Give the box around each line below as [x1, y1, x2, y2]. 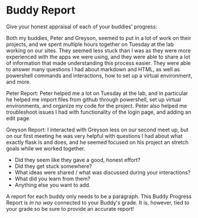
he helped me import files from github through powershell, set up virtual [6, 95, 181, 103]
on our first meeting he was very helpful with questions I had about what [6, 132, 183, 139]
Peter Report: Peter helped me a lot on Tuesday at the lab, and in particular [6, 90, 188, 97]
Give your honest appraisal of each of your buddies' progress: [6, 23, 158, 30]
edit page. [6, 114, 31, 121]
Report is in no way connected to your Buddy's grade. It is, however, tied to [6, 199, 190, 206]
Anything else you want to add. [14, 181, 90, 189]
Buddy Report [6, 4, 76, 17]
